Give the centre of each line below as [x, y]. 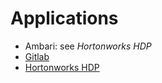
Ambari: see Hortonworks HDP [88, 46]
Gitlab [37, 56]
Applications [64, 18]
